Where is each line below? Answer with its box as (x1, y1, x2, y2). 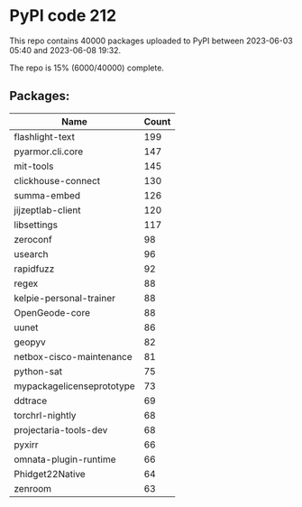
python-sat (14, 364, 63, 377)
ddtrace (14, 394, 48, 407)
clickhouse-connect (14, 174, 101, 187)
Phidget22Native (14, 467, 86, 480)
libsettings (14, 218, 59, 231)
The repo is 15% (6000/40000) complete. (9, 62, 165, 73)
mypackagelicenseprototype (14, 380, 135, 392)
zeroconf (14, 233, 52, 245)
